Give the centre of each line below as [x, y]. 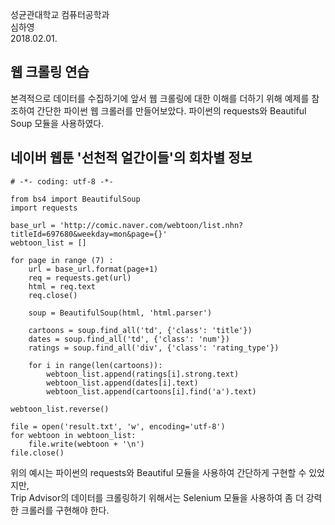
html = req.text [62, 286]
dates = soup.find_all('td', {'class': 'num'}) [129, 339]
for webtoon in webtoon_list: [73, 435]
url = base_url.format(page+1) [93, 269]
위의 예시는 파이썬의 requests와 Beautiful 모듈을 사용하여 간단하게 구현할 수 [158, 472]
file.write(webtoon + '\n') [86, 444]
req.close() [53, 295]
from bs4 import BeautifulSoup [75, 199]
